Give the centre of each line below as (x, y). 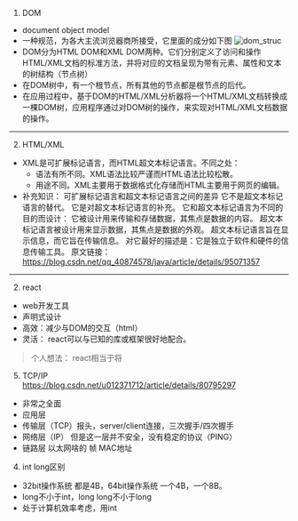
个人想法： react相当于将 (76, 358)
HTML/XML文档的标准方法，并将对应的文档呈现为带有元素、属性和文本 (152, 63)
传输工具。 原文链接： (70, 252)
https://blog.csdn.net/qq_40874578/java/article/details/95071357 (141, 262)
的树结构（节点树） (57, 74)
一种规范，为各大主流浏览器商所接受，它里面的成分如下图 (127, 40)
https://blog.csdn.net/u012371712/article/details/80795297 (129, 385)
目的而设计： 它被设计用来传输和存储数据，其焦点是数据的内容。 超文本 (153, 218)
